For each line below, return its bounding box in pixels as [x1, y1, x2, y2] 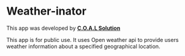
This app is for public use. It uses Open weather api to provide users [6, 36, 179, 43]
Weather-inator [6, 4, 87, 18]
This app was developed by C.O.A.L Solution [6, 24, 121, 32]
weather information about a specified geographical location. [6, 43, 160, 50]
